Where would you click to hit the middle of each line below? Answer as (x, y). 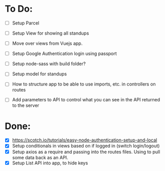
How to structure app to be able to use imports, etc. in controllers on (84, 84)
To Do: (19, 9)
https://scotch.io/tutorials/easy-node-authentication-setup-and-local (85, 140)
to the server (25, 105)
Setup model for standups (39, 74)
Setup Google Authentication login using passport (64, 53)
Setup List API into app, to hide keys (50, 163)
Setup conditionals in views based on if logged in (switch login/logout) (86, 146)
